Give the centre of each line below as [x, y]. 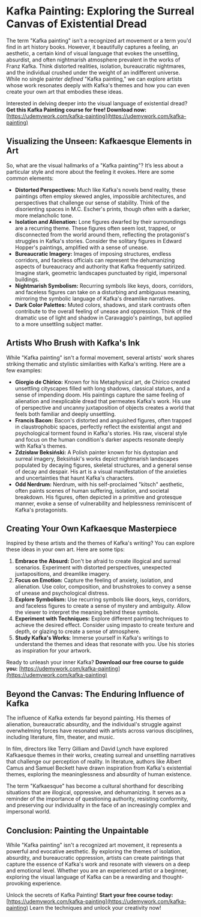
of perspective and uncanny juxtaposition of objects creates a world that [105, 407]
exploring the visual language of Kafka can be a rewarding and [84, 877]
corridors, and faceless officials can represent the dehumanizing [95, 260]
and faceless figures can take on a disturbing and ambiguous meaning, [103, 292]
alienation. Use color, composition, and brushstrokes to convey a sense [103, 587]
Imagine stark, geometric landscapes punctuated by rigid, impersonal [101, 273]
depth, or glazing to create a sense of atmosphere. [78, 631]
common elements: [30, 178]
